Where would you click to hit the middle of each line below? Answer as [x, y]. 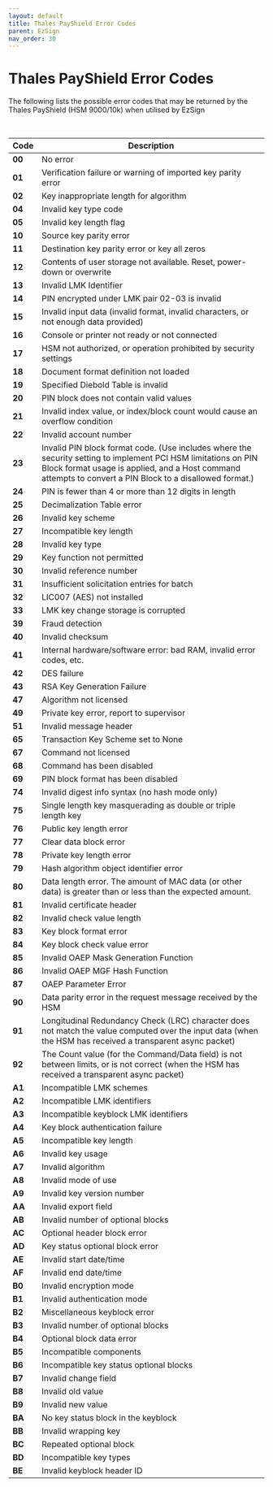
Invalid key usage [75, 1154]
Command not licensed [86, 752]
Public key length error [85, 829]
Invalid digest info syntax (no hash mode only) [130, 792]
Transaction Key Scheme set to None [113, 739]
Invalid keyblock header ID [92, 1471]
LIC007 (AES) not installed [93, 597]
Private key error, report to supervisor [113, 713]
